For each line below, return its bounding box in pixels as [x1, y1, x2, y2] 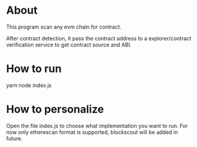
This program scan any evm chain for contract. [6, 23, 122, 30]
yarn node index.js [6, 82, 52, 89]
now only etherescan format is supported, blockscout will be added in [6, 129, 178, 136]
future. [6, 135, 23, 142]
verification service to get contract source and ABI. [6, 41, 132, 48]
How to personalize [6, 102, 104, 116]
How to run [6, 62, 62, 76]
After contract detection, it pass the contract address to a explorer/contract [6, 35, 192, 42]
